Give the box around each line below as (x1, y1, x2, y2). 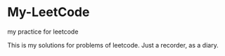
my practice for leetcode (7, 27, 79, 36)
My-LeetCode (7, 4, 90, 20)
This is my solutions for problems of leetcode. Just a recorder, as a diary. (7, 41, 219, 49)
